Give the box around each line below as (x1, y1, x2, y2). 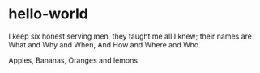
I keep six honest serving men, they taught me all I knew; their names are (8, 31, 253, 41)
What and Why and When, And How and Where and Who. (8, 39, 201, 49)
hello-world (8, 5, 89, 23)
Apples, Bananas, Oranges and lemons (8, 55, 139, 65)
